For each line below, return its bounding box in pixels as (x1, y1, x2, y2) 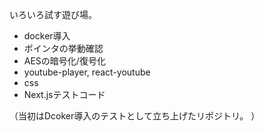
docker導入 (23, 30, 71, 42)
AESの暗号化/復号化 (23, 55, 106, 67)
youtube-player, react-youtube (23, 66, 151, 78)
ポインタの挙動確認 (23, 43, 104, 54)
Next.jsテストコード (23, 89, 106, 100)
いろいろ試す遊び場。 (9, 9, 97, 20)
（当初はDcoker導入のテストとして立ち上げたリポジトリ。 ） (9, 110, 261, 122)
